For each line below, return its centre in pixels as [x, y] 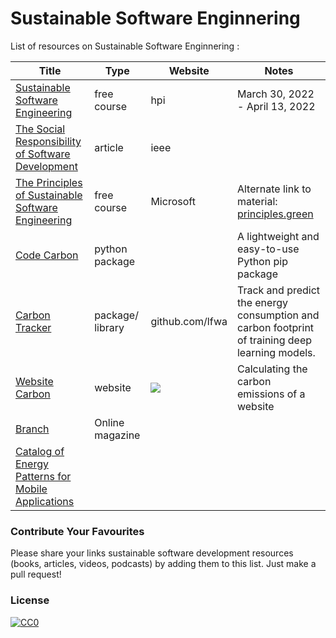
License [30, 600]
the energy [262, 302]
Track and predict [278, 290]
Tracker [33, 327]
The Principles [49, 182]
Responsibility [48, 141]
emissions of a [271, 394]
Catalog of [40, 451]
